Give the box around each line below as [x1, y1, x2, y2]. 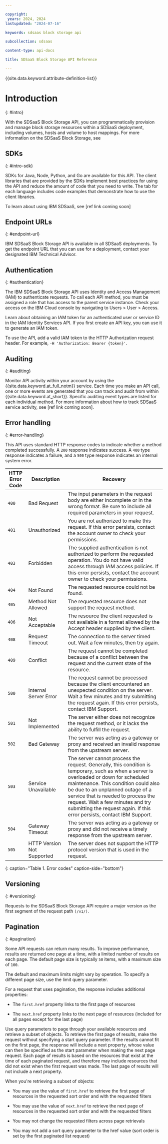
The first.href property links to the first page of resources [12, 1001, 135, 1007]
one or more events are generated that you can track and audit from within [5, 388, 159, 394]
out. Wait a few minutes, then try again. [67, 639, 159, 646]
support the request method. [67, 604, 135, 611]
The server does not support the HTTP [67, 840, 159, 847]
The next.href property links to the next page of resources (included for [12, 1011, 161, 1017]
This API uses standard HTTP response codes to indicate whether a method [5, 441, 161, 448]
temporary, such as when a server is [67, 767, 153, 774]
